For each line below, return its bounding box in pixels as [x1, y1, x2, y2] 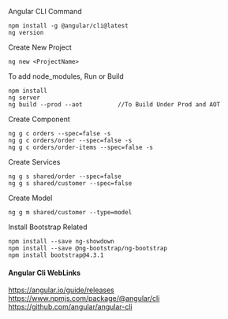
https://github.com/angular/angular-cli [8, 302, 133, 312]
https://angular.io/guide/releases [8, 285, 114, 295]
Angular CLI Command [8, 7, 82, 16]
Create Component [8, 114, 71, 124]
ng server [8, 94, 41, 102]
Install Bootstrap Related [8, 222, 88, 232]
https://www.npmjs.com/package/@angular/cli [8, 294, 160, 303]
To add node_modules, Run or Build [8, 72, 124, 81]
